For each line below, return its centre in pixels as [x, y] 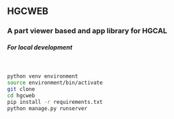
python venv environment [43, 76]
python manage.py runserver [47, 108]
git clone [21, 89]
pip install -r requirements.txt [55, 102]
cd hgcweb [21, 96]
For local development [40, 47]
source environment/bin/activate [55, 83]
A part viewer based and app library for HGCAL [87, 31]
